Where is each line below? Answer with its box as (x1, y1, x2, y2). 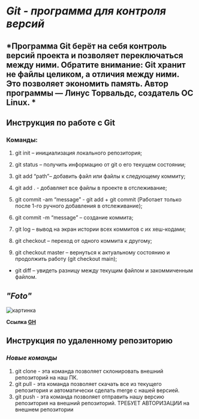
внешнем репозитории (14, 406, 74, 413)
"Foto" (6, 290, 32, 301)
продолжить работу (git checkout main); (14, 255, 117, 263)
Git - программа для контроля (6, 4, 167, 18)
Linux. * (6, 97, 36, 108)
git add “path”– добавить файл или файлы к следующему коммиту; (14, 173, 186, 180)
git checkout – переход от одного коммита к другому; (14, 237, 152, 245)
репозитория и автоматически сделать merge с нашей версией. (14, 387, 180, 394)
